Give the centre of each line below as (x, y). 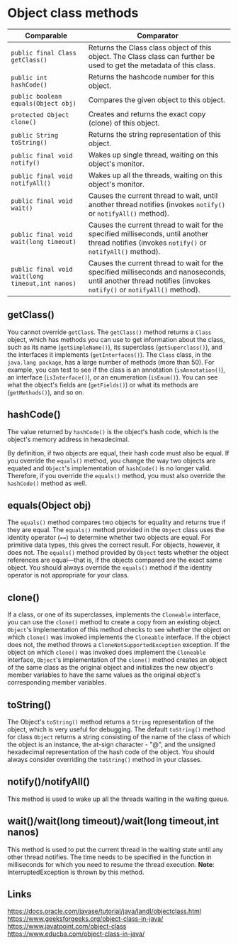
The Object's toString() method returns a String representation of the (111, 722)
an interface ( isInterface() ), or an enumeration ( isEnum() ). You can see (113, 377)
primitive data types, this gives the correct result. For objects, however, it (114, 545)
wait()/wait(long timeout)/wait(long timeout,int (113, 821)
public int (29, 77)
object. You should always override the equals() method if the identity (110, 568)
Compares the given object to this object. (157, 99)
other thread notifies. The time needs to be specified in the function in (109, 857)
